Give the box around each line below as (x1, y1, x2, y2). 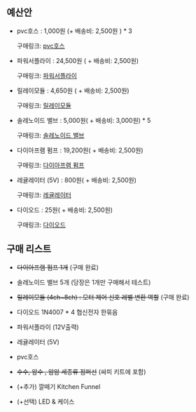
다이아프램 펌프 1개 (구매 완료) (16, 263, 99, 272)
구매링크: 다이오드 (16, 220, 66, 229)
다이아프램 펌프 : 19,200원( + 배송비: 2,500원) (16, 146, 144, 154)
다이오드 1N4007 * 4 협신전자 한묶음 (16, 307, 118, 316)
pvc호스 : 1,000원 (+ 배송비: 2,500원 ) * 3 (16, 27, 132, 35)
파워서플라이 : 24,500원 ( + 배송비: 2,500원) (16, 56, 139, 65)
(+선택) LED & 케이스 (16, 397, 75, 406)
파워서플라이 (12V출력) (16, 322, 79, 331)
